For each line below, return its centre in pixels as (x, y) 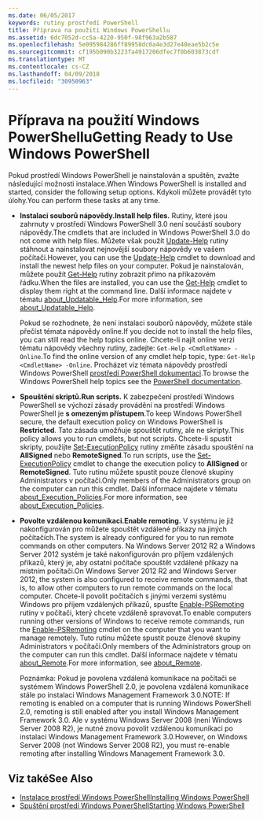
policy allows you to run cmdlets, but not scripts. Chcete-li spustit (126, 439)
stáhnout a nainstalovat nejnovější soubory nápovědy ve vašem (122, 250)
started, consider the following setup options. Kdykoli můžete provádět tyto (130, 192)
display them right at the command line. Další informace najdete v (126, 291)
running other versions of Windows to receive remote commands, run (132, 621)
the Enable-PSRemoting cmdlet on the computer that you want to (125, 630)
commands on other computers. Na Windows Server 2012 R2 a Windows (137, 546)
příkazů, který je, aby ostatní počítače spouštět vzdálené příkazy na (129, 563)
